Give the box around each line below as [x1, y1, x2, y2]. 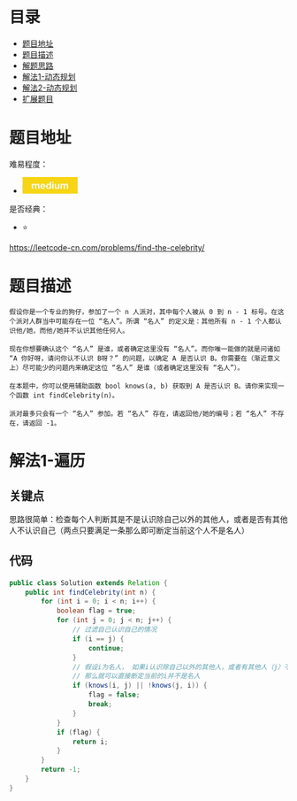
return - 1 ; [41, 766, 81, 774]
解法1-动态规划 [21, 71, 76, 81]
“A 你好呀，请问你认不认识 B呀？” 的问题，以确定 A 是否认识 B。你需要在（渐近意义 [9, 354, 281, 363]
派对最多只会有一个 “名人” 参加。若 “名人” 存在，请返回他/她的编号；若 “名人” [9, 409, 268, 418]
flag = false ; [88, 690, 141, 699]
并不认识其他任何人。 [63, 326, 130, 335]
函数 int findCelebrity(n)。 [15, 390, 119, 400]
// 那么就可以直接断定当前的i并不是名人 [72, 672, 201, 681]
